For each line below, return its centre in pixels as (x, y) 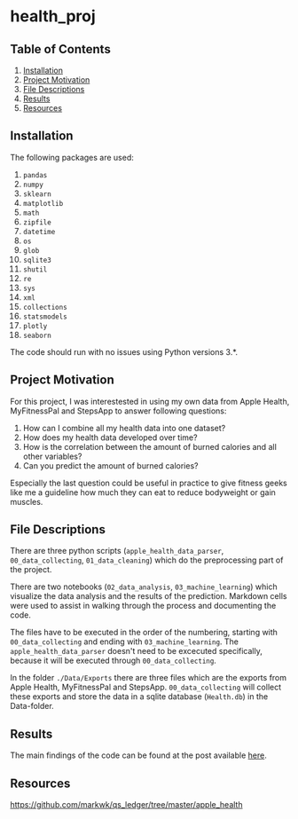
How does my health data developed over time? (110, 437)
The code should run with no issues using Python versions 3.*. (124, 351)
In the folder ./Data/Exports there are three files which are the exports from (149, 678)
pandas (35, 175)
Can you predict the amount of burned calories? (110, 465)
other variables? (52, 456)
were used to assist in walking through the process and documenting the (143, 606)
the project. (31, 570)
